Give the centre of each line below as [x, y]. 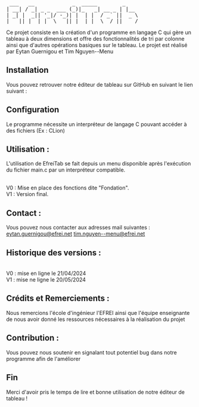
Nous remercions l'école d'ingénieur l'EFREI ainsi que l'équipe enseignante [98, 313]
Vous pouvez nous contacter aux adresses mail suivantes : [78, 228]
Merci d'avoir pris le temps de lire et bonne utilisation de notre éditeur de [95, 392]
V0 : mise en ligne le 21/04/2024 [46, 273]
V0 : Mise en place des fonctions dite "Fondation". [68, 188]
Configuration [33, 110]
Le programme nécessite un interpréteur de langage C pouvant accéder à [97, 124]
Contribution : [33, 338]
